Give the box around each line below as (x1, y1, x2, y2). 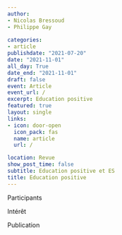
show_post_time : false (7, 161, 74, 168)
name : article (13, 135, 55, 142)
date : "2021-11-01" (7, 56, 65, 64)
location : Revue (7, 155, 55, 162)
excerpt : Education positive (7, 96, 93, 103)
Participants (7, 193, 42, 202)
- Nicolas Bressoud (7, 17, 65, 24)
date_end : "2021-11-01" (7, 69, 78, 76)
